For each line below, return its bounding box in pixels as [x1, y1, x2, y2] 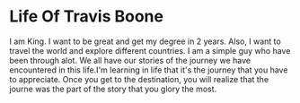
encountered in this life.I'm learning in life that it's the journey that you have [9, 64, 288, 75]
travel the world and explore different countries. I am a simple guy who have [9, 45, 291, 56]
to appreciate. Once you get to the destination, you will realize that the [9, 73, 269, 84]
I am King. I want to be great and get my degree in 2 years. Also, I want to [9, 36, 281, 47]
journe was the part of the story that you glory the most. [9, 83, 217, 94]
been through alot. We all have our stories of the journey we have [9, 55, 251, 65]
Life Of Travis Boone [9, 6, 164, 27]
